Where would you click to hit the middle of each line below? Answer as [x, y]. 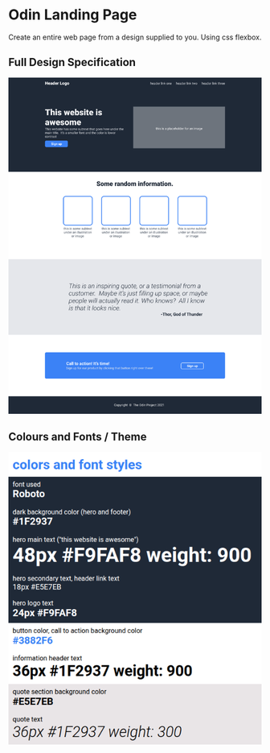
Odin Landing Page [73, 15]
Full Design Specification [72, 62]
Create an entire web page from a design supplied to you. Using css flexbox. [135, 37]
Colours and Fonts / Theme [78, 436]
